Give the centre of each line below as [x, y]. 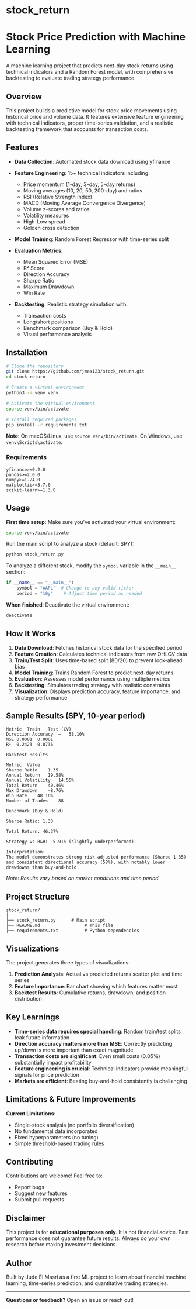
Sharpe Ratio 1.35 [32, 770]
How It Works [31, 634]
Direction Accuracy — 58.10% [45, 735]
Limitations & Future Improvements [71, 1099]
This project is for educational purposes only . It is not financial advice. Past [98, 1232]
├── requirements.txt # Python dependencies [73, 931]
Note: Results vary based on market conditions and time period [82, 879]
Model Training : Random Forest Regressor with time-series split [92, 239]
